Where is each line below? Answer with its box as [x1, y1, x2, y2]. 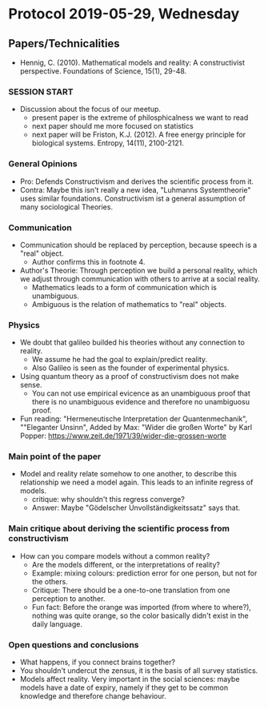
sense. [19, 380, 42, 390]
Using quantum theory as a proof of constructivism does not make [19, 372, 239, 381]
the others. [31, 576, 68, 586]
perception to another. [31, 593, 106, 603]
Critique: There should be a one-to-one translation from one [31, 585, 230, 595]
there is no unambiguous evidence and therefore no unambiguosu [31, 397, 250, 407]
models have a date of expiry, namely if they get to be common [19, 683, 229, 692]
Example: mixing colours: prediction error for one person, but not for [31, 568, 258, 578]
